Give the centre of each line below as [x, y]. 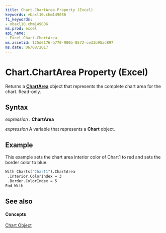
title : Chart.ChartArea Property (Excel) [49, 10]
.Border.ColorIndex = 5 [32, 181]
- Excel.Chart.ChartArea [31, 38]
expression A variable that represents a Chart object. [60, 129]
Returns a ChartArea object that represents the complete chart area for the [83, 86]
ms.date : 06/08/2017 [27, 47]
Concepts [16, 214]
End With [14, 186]
